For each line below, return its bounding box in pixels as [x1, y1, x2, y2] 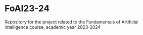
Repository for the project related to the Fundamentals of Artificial [4, 19, 139, 25]
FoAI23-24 [4, 3, 50, 14]
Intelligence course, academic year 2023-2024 [4, 24, 101, 30]
